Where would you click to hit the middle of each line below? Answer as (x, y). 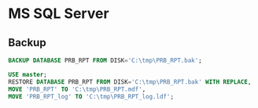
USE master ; (28, 74)
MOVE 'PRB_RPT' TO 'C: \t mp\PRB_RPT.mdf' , (77, 89)
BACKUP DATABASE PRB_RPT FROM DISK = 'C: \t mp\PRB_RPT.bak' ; (105, 60)
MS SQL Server (59, 14)
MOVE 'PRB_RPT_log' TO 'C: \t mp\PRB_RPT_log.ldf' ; (91, 96)
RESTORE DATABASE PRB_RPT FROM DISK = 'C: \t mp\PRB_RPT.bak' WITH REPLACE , (130, 82)
